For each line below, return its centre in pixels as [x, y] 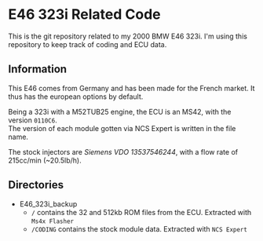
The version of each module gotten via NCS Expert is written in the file [122, 128]
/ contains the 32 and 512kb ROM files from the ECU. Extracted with [141, 212]
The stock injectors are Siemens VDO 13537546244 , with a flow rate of [123, 152]
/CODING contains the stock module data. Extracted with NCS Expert [139, 228]
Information [38, 69]
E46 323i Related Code [84, 15]
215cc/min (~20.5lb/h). [45, 160]
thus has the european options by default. [76, 97]
